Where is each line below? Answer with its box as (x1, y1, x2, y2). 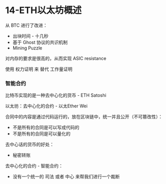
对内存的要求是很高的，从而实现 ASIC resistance (5, 55, 106, 61)
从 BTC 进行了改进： (5, 22, 48, 28)
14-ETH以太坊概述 (5, 5, 82, 16)
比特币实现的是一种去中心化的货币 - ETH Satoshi (5, 92, 106, 98)
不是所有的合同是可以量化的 (12, 131, 71, 137)
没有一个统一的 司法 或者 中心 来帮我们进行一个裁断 (12, 173, 120, 179)
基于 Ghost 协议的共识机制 (12, 39, 68, 45)
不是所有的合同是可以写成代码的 (12, 125, 79, 131)
